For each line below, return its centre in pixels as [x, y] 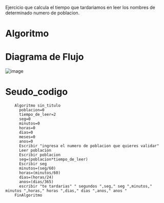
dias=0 [26, 133]
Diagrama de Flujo [45, 57]
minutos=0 [29, 124]
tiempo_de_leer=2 [37, 115]
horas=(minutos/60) [39, 173]
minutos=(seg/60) [37, 169]
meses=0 [27, 137]
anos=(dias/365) [36, 182]
